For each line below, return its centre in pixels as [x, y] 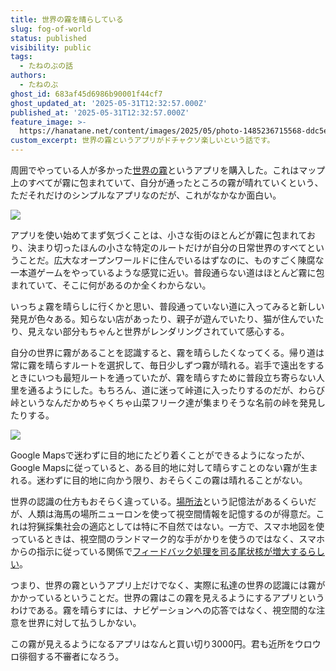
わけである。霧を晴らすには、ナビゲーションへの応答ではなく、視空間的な [163, 610]
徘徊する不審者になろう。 [71, 656]
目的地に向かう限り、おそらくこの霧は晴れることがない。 [189, 480]
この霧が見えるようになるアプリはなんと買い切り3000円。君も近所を [152, 644]
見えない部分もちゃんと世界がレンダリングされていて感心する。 [158, 331]
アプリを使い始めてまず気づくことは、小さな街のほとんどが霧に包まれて [159, 235]
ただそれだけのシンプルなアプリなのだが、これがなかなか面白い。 [146, 195]
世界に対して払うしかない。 [84, 622]
